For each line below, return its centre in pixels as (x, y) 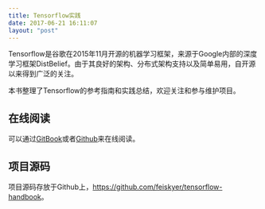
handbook (25, 197)
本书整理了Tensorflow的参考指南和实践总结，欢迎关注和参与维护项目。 (124, 91)
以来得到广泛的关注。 (43, 74)
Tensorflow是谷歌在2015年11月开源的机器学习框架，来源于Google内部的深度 (132, 54)
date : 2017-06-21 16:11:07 (53, 23)
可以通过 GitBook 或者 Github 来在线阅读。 (74, 139)
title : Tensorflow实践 (45, 15)
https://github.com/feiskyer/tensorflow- (158, 187)
